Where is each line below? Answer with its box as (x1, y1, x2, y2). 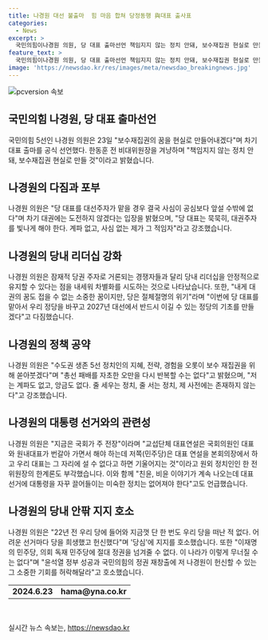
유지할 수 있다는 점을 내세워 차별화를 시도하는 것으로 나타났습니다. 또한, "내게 (8, 282, 248, 292)
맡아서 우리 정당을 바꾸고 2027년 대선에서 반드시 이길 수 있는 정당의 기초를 (8, 302, 240, 312)
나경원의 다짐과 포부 (8, 181, 100, 194)
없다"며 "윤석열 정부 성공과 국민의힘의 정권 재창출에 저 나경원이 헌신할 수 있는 (16, 557, 258, 566)
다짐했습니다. (33, 312, 74, 322)
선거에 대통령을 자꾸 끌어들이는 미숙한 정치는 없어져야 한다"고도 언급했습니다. (8, 478, 248, 488)
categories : (8, 19, 48, 27)
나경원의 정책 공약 (8, 338, 91, 351)
